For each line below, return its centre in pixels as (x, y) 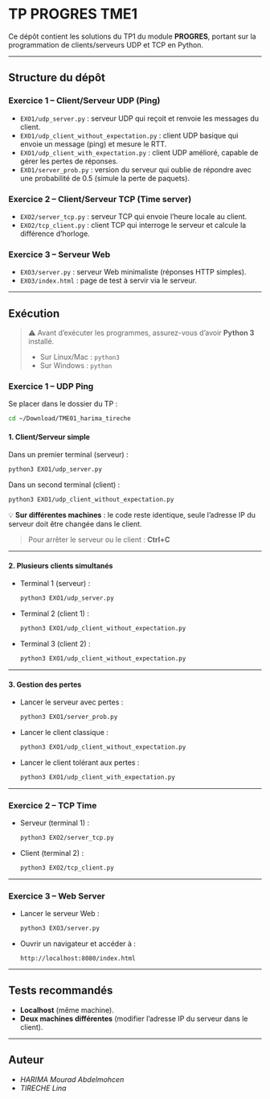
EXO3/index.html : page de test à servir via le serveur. (108, 281)
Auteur (26, 1060)
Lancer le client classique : (64, 733)
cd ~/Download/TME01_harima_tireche (70, 419)
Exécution (34, 314)
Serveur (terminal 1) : (55, 823)
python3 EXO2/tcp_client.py (67, 868)
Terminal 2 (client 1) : (55, 614)
